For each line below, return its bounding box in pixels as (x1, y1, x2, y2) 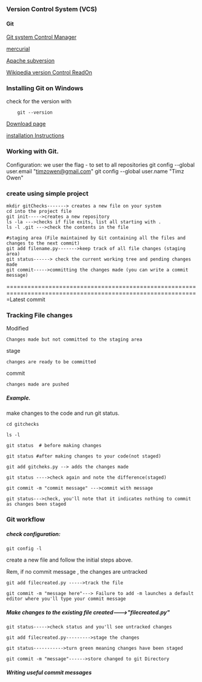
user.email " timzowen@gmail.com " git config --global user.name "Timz (6, 167, 184, 175)
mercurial (6, 45, 30, 53)
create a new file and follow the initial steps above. (6, 556, 133, 564)
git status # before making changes (6, 443, 102, 449)
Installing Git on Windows (6, 84, 84, 92)
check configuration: (6, 530, 61, 537)
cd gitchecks (6, 422, 39, 428)
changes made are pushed (6, 381, 69, 388)
